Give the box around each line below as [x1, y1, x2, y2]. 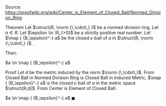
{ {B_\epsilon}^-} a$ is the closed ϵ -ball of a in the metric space [5, 80, 136, 86]
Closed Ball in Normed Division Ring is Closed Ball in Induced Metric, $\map [5, 74, 161, 81]
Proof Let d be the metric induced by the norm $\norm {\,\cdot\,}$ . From [5, 69, 154, 75]
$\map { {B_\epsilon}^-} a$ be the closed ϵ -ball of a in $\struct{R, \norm [5, 35, 153, 41]
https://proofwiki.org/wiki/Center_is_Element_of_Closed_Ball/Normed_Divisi [5, 9, 161, 15]
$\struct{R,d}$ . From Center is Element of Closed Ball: [5, 85, 116, 91]
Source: [5, 4, 21, 10]
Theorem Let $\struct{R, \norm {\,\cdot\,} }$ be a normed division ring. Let [5, 24, 159, 30]
